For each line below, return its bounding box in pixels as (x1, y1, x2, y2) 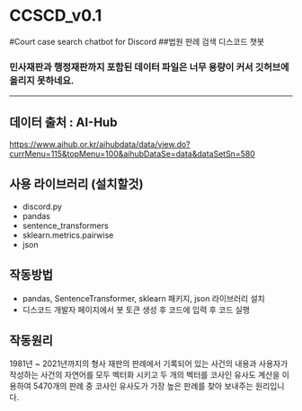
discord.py (22, 201, 63, 212)
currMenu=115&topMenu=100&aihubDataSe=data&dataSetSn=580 (9, 149, 256, 160)
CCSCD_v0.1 (9, 5, 102, 26)
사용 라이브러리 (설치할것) (9, 177, 144, 192)
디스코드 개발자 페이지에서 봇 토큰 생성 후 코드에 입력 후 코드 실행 (22, 304, 250, 315)
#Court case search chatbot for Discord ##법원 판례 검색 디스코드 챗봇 (9, 36, 265, 47)
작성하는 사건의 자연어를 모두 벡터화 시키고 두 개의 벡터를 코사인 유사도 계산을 (9, 370, 280, 380)
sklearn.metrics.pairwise (22, 230, 114, 240)
